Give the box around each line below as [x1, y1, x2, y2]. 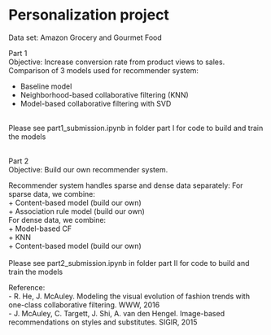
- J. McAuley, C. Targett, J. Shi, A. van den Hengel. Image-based [8, 308, 225, 318]
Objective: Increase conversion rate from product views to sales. [8, 57, 225, 67]
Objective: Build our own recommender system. [8, 164, 168, 174]
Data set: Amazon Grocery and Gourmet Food [8, 33, 163, 42]
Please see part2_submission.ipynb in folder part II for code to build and [8, 258, 250, 268]
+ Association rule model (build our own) [8, 206, 145, 216]
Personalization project [8, 6, 169, 24]
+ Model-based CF [8, 224, 72, 233]
